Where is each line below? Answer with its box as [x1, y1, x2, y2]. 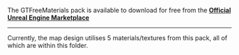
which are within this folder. [7, 42, 88, 49]
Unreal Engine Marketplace [7, 13, 90, 22]
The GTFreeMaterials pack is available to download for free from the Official [7, 6, 231, 14]
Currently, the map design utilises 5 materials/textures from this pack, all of [7, 34, 228, 42]
